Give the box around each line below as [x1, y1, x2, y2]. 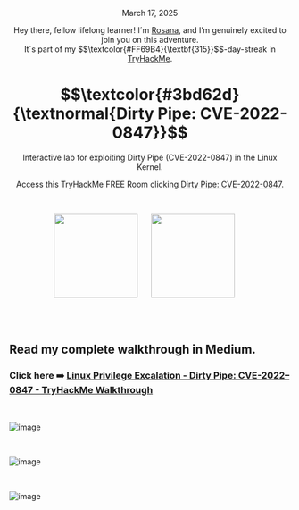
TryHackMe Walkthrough [41, 384, 154, 397]
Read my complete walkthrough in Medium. [9, 342, 256, 357]
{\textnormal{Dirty [12, 104, 154, 124]
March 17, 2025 [121, 8, 179, 18]
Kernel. [137, 161, 163, 172]
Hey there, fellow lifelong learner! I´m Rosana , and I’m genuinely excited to [12, 25, 287, 35]
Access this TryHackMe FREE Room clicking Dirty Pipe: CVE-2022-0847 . [16, 179, 284, 189]
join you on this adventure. [101, 35, 199, 45]
